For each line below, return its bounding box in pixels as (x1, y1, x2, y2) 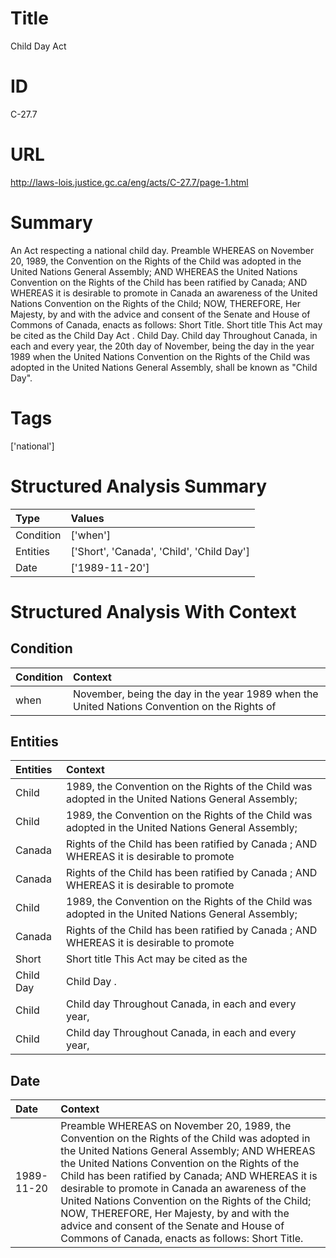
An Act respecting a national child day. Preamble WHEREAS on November (10, 244, 315, 256)
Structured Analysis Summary (10, 475, 267, 497)
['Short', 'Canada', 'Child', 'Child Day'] (70, 544, 250, 558)
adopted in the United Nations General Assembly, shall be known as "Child (10, 361, 318, 373)
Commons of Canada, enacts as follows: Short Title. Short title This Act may (10, 318, 323, 331)
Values (70, 511, 105, 525)
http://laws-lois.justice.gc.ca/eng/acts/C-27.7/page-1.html (10, 176, 249, 188)
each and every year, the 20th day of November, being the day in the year (10, 340, 315, 352)
